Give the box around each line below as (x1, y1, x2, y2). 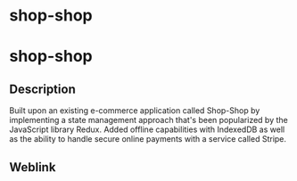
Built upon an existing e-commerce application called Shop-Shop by (9, 105, 260, 116)
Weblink (9, 160, 56, 175)
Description (9, 81, 76, 96)
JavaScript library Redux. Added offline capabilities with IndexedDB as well (9, 124, 285, 135)
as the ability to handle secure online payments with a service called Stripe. (9, 134, 287, 144)
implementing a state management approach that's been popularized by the (9, 115, 288, 126)
